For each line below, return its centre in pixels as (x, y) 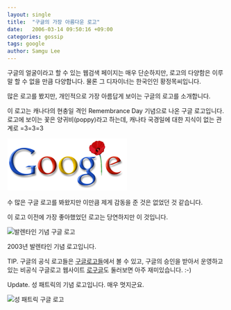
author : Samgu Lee (34, 51)
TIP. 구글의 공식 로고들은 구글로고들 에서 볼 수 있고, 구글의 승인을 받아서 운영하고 (115, 261)
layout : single (29, 15)
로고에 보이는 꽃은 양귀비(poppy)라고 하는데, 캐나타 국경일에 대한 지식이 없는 (111, 119)
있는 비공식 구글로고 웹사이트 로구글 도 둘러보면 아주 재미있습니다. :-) (100, 270)
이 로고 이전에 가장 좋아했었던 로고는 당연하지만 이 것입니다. (88, 217)
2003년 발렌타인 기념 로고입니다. (52, 247)
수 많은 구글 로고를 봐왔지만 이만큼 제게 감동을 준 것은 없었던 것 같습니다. (105, 202)
